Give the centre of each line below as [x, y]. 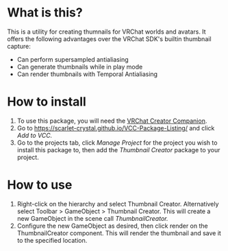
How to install [47, 102]
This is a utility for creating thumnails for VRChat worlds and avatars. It [107, 32]
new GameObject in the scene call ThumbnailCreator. [92, 218]
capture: [19, 46]
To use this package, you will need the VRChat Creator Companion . [112, 121]
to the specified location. [52, 240]
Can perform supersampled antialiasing [73, 59]
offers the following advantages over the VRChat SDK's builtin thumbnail [109, 38]
